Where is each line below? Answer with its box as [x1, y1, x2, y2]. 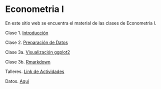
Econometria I [5, 3, 64, 15]
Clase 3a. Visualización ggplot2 [5, 49, 70, 55]
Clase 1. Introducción [5, 29, 48, 35]
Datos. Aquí [5, 78, 29, 84]
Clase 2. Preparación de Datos [5, 39, 68, 45]
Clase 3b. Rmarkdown [5, 58, 51, 64]
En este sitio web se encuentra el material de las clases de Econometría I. [5, 20, 156, 26]
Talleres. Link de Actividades [5, 68, 64, 74]
